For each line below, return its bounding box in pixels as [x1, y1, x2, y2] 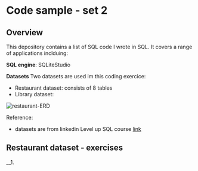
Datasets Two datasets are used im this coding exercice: [6, 73, 146, 80]
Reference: [6, 114, 33, 121]
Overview [6, 28, 44, 38]
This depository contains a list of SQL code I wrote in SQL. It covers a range [6, 43, 193, 50]
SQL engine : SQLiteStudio [6, 61, 70, 68]
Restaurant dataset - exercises [6, 143, 123, 153]
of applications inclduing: [6, 50, 69, 57]
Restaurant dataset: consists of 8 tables [14, 84, 113, 91]
